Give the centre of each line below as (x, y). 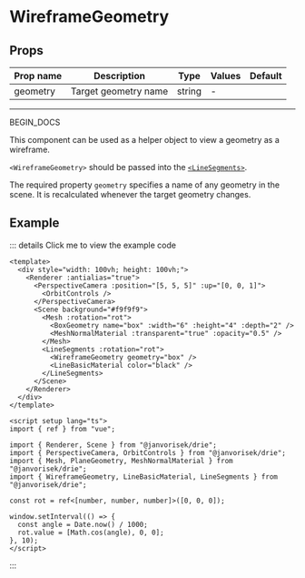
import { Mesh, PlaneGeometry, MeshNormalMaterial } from (121, 461)
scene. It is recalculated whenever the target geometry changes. (130, 194)
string (189, 91)
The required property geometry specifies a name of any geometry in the (144, 185)
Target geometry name (120, 91)
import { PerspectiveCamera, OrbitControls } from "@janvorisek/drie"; (148, 452)
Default (266, 76)
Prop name (38, 76)
